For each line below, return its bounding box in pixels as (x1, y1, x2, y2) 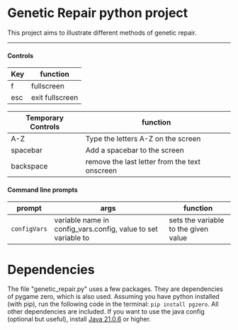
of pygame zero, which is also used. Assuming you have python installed (7, 292, 220, 301)
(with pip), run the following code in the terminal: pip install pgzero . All (7, 300, 219, 309)
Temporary (25, 113, 64, 123)
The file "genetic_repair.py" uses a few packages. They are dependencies (7, 285, 223, 293)
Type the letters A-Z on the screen (85, 134, 201, 144)
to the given (169, 224, 209, 234)
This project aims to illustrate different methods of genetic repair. (7, 28, 197, 37)
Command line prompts (7, 186, 78, 194)
